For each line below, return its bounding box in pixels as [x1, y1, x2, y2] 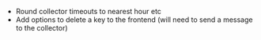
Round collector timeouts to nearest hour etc [15, 7, 162, 16]
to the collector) [15, 24, 69, 32]
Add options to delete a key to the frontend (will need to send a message [15, 15, 253, 24]
